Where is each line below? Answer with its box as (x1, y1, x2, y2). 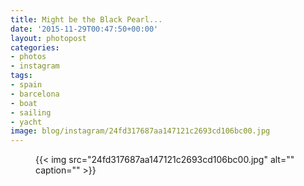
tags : (10, 71, 33, 81)
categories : (10, 42, 60, 53)
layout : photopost (10, 33, 87, 43)
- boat (10, 98, 38, 108)
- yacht (10, 117, 43, 127)
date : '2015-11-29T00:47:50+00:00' (10, 24, 159, 34)
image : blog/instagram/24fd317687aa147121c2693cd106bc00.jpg (10, 126, 271, 136)
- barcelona (10, 89, 60, 99)
